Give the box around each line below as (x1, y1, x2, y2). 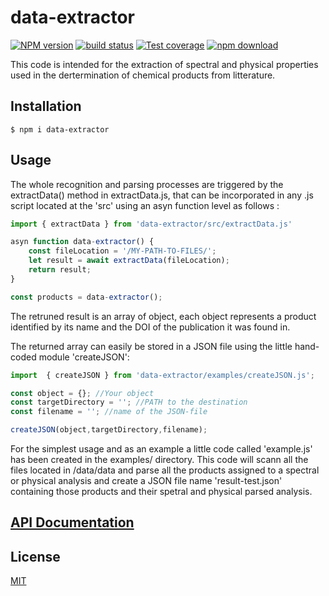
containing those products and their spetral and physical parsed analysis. (10, 486, 313, 498)
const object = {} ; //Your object (10, 388, 155, 398)
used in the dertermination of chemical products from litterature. (10, 69, 276, 81)
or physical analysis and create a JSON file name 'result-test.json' (10, 475, 283, 487)
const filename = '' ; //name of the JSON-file (10, 407, 208, 417)
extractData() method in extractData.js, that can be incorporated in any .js (10, 189, 314, 201)
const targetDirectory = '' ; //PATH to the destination (10, 397, 248, 408)
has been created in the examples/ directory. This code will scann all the (10, 454, 309, 466)
